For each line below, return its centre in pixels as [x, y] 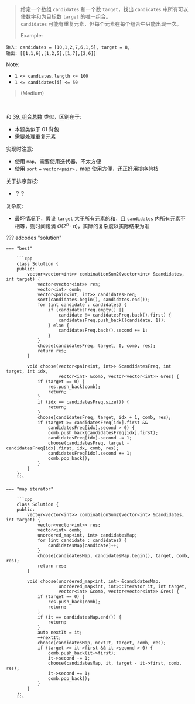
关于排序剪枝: [23, 181]
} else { [58, 325]
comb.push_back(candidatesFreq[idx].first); [103, 432]
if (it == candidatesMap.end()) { [79, 617]
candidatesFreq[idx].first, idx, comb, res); [62, 448]
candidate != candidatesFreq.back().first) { [115, 315]
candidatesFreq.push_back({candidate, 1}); [112, 320]
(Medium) [32, 93]
